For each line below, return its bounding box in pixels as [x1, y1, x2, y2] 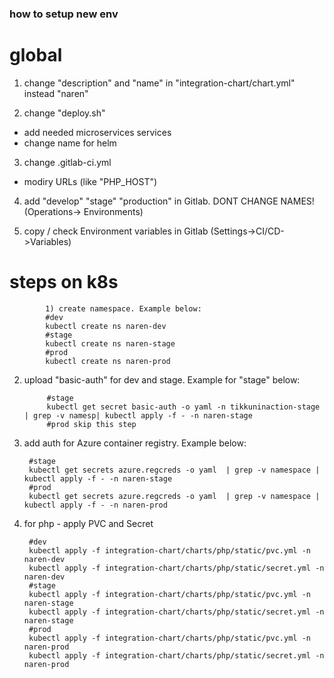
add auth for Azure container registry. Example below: [23, 437, 247, 449]
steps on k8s [9, 271, 119, 294]
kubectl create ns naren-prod [45, 356, 171, 366]
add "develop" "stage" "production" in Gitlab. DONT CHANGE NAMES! [23, 195, 315, 207]
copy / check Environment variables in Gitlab [23, 225, 209, 237]
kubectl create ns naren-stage [45, 338, 176, 349]
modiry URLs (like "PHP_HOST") [23, 175, 158, 187]
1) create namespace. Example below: [45, 303, 202, 314]
